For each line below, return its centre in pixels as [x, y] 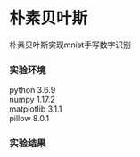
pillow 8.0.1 [29, 119]
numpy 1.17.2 [32, 100]
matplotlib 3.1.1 [36, 109]
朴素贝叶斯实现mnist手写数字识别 [70, 45]
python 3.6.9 [33, 90]
